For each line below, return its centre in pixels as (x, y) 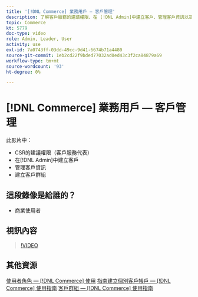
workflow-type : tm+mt (33, 61)
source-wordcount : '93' (35, 66)
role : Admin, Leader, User (39, 39)
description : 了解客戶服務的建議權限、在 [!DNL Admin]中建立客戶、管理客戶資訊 (95, 17)
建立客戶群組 (30, 175)
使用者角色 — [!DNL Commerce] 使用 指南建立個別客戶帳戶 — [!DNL (88, 280)
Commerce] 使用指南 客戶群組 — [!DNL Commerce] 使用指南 (80, 288)
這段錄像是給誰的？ (41, 195)
